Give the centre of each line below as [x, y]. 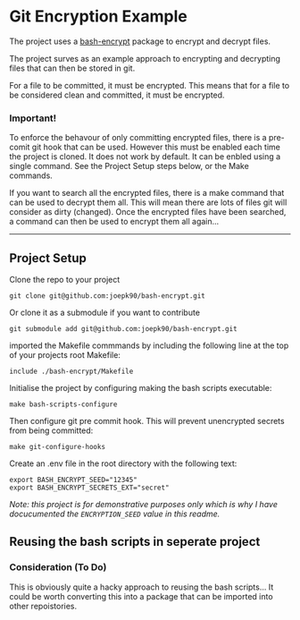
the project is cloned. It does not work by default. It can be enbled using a [145, 157]
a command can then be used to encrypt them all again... [114, 222]
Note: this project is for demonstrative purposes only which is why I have [144, 505]
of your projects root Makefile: [65, 355]
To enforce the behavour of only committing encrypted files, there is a [138, 138]
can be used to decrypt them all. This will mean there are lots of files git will [148, 202]
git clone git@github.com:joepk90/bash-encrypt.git [107, 296]
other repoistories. [43, 606]
